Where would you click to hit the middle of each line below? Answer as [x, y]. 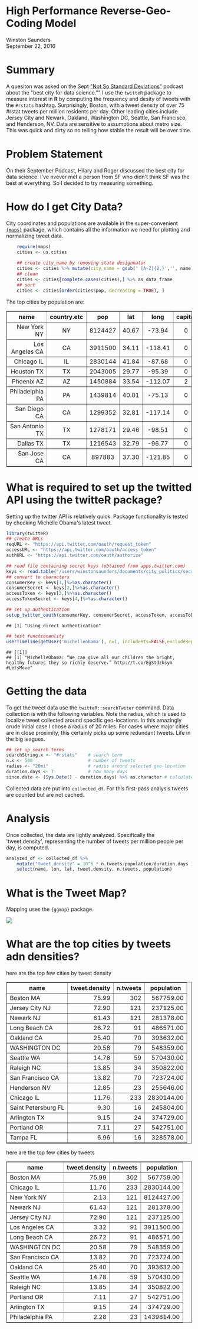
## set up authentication [38, 610]
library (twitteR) [27, 533]
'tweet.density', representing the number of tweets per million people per [95, 841]
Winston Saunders [29, 40]
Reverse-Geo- [136, 11]
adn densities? [43, 957]
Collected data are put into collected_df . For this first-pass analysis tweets [97, 788]
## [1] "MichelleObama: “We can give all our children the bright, [91, 657]
